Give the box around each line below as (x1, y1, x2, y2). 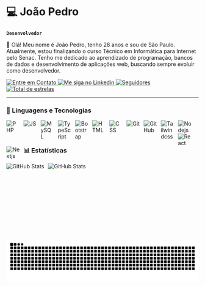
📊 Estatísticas (23, 146, 67, 155)
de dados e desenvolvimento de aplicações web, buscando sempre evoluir (6, 60, 195, 68)
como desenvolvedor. (6, 66, 61, 74)
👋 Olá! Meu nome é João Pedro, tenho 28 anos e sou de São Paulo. (6, 41, 176, 48)
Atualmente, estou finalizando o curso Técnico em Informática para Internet (6, 47, 196, 55)
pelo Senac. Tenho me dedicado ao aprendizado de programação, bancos (6, 54, 193, 61)
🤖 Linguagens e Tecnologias (6, 106, 92, 115)
